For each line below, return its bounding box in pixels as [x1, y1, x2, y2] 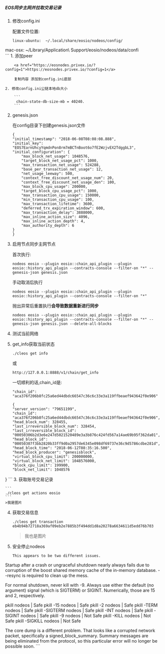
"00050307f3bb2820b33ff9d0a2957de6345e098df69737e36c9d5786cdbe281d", [12, 441, 161, 446]
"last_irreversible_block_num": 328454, [12, 424, 97, 429]
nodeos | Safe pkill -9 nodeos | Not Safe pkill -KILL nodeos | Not [20, 612, 151, 618]
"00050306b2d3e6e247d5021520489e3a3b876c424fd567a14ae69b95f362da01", [12, 433, 161, 437]
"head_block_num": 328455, [12, 419, 68, 425]
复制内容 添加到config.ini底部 [14, 77, 71, 82]
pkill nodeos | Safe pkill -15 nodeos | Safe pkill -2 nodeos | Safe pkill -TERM [5, 602, 158, 608]
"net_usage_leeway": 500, [21, 171, 75, 176]
